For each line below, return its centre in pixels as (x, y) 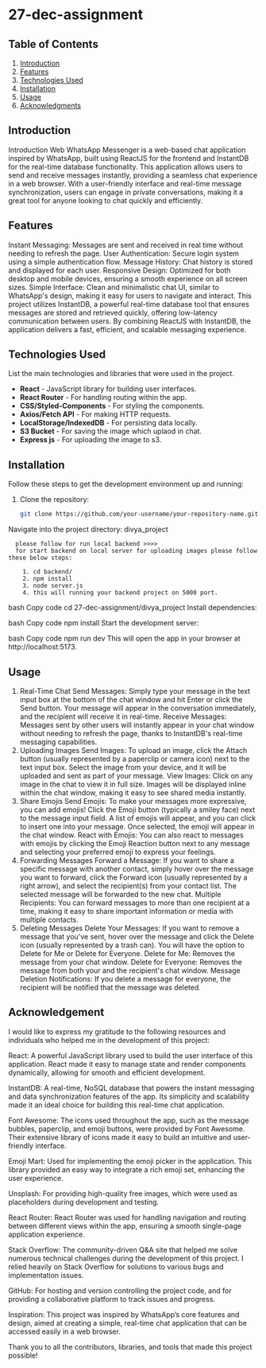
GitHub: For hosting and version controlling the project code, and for (120, 1290)
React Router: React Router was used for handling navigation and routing (127, 1217)
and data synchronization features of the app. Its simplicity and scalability (129, 1096)
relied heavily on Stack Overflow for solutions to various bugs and (116, 1266)
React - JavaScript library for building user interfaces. (108, 389)
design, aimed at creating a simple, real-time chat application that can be (128, 1323)
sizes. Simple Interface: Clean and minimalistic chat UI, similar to (114, 287)
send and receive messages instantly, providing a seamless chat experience (133, 175)
